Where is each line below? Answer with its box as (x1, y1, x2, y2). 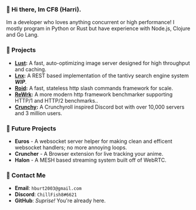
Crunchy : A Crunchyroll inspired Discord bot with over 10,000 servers (14, 103, 185, 110)
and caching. (14, 65, 46, 73)
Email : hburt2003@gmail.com (14, 185, 82, 192)
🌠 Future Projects (6, 124, 57, 132)
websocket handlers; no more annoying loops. (14, 144, 128, 151)
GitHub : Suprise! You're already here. (14, 197, 106, 204)
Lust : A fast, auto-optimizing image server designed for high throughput (14, 59, 190, 67)
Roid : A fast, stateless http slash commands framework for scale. (14, 84, 174, 91)
